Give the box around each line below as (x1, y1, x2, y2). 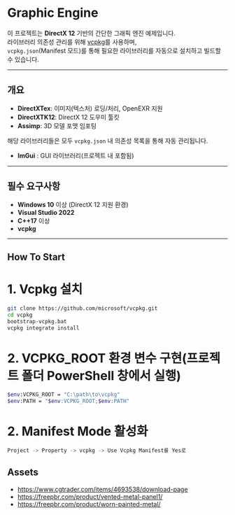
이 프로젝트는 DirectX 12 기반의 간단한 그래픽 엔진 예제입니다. (7, 29, 176, 37)
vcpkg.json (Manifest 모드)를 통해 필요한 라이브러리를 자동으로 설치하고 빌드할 (7, 46, 222, 55)
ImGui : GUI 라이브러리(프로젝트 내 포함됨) (17, 151, 134, 160)
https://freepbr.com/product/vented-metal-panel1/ (17, 492, 163, 501)
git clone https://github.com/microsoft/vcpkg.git (7, 304, 158, 312)
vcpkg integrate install (7, 324, 80, 332)
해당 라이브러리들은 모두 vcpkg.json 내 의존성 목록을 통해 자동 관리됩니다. (7, 136, 208, 145)
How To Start (7, 251, 65, 263)
